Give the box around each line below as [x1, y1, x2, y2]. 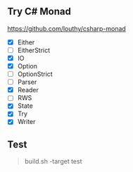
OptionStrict [17, 70, 53, 78]
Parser [17, 78, 37, 87]
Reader [17, 86, 39, 94]
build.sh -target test [24, 157, 82, 166]
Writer [17, 118, 36, 126]
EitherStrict [17, 46, 51, 54]
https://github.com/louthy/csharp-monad [7, 24, 127, 32]
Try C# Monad [7, 6, 72, 18]
